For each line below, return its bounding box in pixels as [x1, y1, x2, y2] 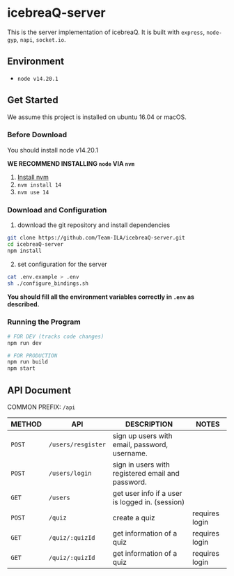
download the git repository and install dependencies [17, 221, 171, 229]
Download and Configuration [7, 205, 107, 215]
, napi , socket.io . [16, 35, 66, 43]
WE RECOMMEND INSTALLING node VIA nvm [7, 159, 134, 168]
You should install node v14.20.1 [7, 146, 99, 154]
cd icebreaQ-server [7, 241, 64, 248]
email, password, [112, 440, 169, 450]
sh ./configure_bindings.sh [7, 280, 89, 287]
